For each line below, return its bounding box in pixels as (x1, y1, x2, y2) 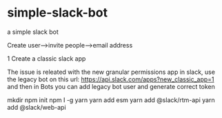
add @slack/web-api (7, 103, 67, 111)
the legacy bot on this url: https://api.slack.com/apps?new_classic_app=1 (7, 75, 215, 83)
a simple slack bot (7, 28, 59, 36)
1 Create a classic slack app (7, 54, 86, 63)
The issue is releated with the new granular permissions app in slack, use (7, 68, 216, 76)
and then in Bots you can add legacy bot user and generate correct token (7, 82, 215, 90)
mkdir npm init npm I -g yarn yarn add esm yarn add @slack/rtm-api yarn (7, 95, 215, 104)
